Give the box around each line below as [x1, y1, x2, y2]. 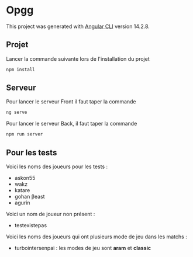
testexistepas [14, 222, 47, 228]
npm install [6, 67, 35, 72]
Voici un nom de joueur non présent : [6, 211, 95, 217]
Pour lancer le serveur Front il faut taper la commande [6, 98, 136, 105]
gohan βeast [14, 193, 45, 200]
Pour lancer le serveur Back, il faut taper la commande [6, 120, 137, 127]
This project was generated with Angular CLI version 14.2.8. [6, 23, 150, 30]
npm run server [6, 131, 43, 137]
